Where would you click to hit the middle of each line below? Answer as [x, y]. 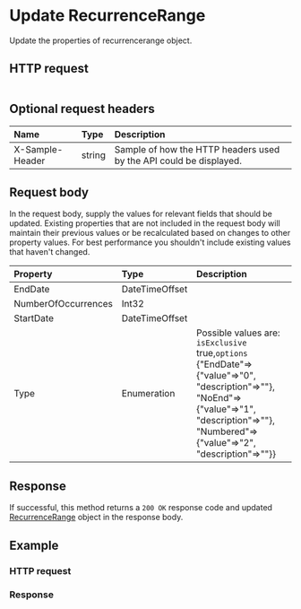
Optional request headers [82, 109]
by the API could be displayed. [178, 161]
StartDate [34, 318]
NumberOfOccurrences [64, 304]
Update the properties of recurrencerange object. [101, 40]
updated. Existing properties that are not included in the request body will [145, 223]
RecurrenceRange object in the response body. [96, 518]
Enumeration [148, 394]
